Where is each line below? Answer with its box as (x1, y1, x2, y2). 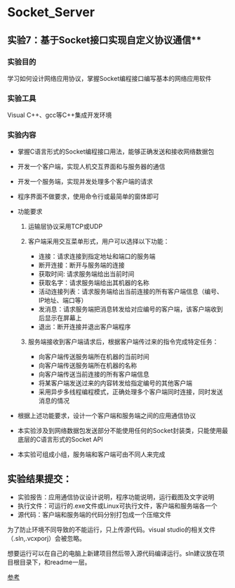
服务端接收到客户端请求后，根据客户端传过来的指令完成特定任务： (27, 337, 219, 346)
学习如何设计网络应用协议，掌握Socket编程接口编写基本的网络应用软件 (7, 74, 212, 82)
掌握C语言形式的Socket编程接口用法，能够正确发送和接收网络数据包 (17, 147, 215, 156)
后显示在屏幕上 (38, 314, 82, 323)
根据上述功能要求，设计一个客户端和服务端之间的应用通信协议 (17, 411, 196, 420)
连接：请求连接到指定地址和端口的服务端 (38, 252, 156, 261)
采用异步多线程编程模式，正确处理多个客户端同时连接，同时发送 (38, 388, 223, 396)
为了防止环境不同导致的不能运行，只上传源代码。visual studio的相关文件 (7, 525, 216, 534)
